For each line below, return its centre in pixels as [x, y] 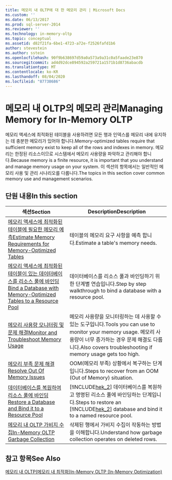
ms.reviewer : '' [23, 29]
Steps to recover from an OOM [122, 371]
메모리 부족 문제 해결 [31, 364]
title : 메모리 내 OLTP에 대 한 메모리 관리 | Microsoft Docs [65, 10]
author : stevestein [26, 48]
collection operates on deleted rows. [113, 439]
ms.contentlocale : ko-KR [32, 72]
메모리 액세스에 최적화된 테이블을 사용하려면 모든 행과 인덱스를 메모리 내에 [79, 134]
